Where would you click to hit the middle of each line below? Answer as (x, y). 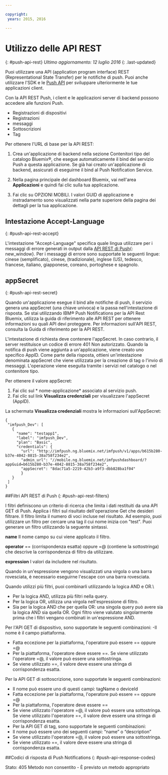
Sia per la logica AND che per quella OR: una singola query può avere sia (88, 607)
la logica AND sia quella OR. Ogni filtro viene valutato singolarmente (82, 612)
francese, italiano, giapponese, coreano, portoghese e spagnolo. (72, 265)
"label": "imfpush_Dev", (42, 438)
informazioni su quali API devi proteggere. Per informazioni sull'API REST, (81, 324)
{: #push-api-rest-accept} (32, 234)
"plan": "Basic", (34, 442)
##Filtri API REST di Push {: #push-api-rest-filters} (57, 496)
